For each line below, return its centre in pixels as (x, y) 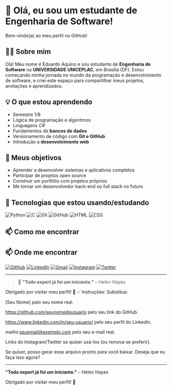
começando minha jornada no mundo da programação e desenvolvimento (83, 75)
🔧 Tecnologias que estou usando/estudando (77, 202)
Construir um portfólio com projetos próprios (60, 181)
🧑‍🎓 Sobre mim (28, 52)
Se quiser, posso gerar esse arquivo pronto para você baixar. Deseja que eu (85, 352)
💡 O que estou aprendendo (49, 102)
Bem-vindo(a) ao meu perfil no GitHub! (46, 35)
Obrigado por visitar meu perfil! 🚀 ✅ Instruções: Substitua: (67, 292)
